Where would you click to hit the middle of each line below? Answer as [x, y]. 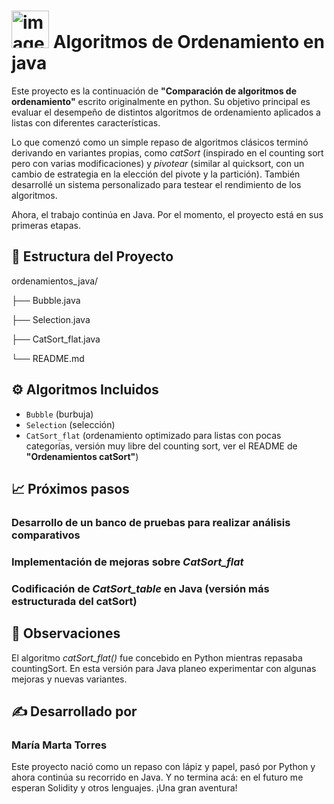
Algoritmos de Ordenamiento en [188, 42]
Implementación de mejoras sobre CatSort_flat [127, 562]
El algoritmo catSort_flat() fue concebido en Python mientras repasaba [157, 657]
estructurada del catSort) [74, 601]
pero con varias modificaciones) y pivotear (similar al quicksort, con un [158, 163]
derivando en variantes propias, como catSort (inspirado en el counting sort [167, 152]
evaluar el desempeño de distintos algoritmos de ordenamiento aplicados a [166, 112]
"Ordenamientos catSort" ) [82, 456]
